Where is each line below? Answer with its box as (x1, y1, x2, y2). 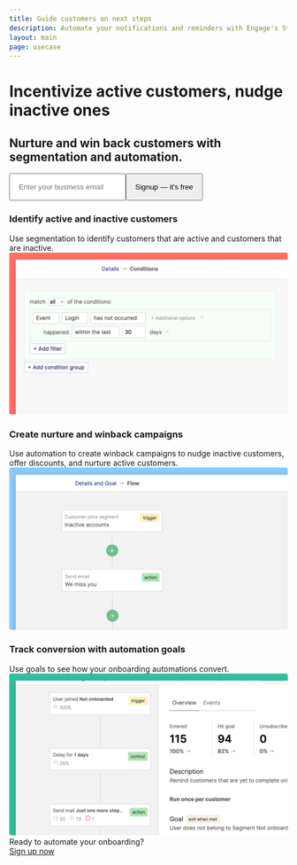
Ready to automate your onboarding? (9, 837, 144, 847)
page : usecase (9, 43, 62, 51)
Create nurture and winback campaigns (9, 428, 184, 440)
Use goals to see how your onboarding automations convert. (9, 663, 230, 674)
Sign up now (9, 846, 55, 857)
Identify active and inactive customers (9, 213, 179, 225)
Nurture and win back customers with (9, 136, 222, 151)
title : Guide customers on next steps (9, 14, 152, 23)
